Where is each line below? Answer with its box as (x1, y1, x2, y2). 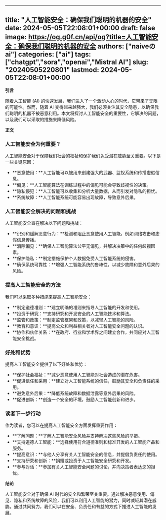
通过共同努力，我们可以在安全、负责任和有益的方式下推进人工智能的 (13, 504, 152, 510)
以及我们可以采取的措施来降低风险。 (5, 116, 79, 122)
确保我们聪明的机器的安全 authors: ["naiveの (18, 42, 156, 51)
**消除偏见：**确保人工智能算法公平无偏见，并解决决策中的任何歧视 (12, 243, 151, 249)
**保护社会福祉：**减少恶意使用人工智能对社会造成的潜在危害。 (12, 372, 142, 378)
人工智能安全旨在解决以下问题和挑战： (5, 220, 83, 226)
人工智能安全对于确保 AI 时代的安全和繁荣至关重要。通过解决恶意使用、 (5, 491, 151, 497)
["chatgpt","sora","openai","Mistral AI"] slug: (5, 58, 149, 66)
